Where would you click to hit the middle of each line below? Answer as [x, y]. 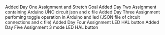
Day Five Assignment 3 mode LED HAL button [52, 27]
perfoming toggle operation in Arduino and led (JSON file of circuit [73, 17]
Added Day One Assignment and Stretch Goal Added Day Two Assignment [81, 7]
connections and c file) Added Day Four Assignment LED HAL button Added [82, 22]
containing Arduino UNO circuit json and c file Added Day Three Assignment [82, 12]
